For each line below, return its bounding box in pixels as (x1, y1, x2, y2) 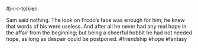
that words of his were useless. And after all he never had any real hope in (6, 23, 187, 30)
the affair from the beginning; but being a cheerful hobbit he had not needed (6, 29, 193, 36)
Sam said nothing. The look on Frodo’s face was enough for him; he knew (6, 17, 185, 23)
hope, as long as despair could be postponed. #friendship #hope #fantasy (6, 36, 187, 42)
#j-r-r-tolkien (6, 5, 38, 12)
